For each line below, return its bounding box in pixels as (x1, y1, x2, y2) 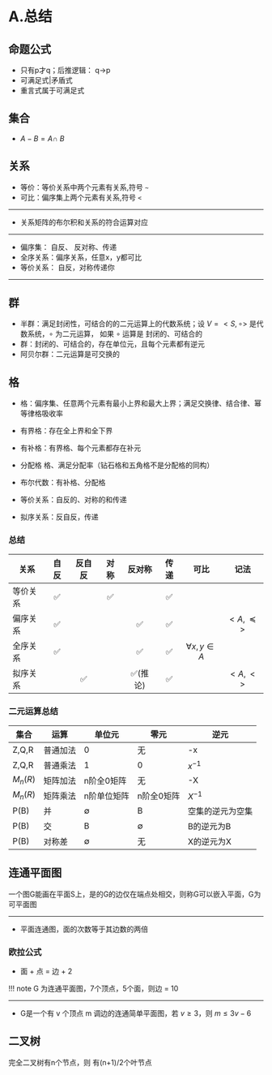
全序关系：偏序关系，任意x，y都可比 (19, 252, 142, 262)
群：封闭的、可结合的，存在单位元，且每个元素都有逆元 (19, 339, 205, 349)
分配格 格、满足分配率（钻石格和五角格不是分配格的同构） (19, 460, 215, 471)
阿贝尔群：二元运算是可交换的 (19, 350, 120, 359)
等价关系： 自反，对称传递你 (19, 262, 115, 272)
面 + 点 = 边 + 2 (19, 966, 73, 976)
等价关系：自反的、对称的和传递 (19, 495, 127, 505)
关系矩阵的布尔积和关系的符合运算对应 (19, 217, 148, 227)
